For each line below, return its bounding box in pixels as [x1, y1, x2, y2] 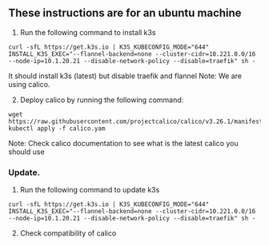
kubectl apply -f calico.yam [8, 124, 106, 133]
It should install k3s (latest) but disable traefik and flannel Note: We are [8, 71, 243, 81]
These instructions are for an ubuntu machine [8, 6, 242, 20]
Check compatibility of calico [19, 228, 117, 238]
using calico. [8, 79, 50, 89]
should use [8, 147, 46, 157]
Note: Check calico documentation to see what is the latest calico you [8, 138, 239, 148]
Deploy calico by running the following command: [19, 95, 184, 105]
